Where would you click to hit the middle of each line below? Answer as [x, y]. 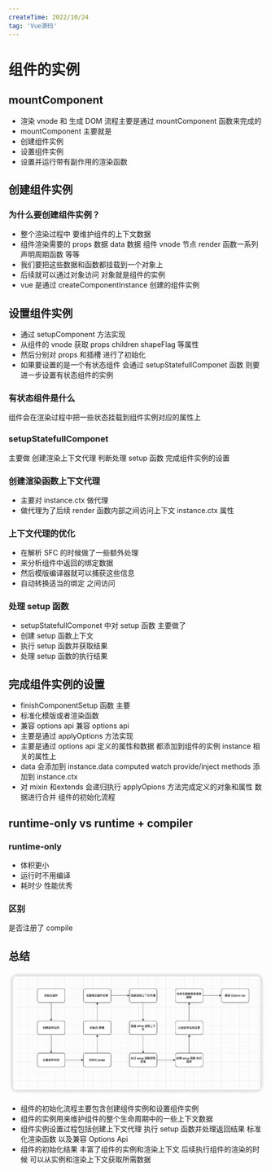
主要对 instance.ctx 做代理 [64, 500]
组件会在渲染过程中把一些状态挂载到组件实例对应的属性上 [105, 417]
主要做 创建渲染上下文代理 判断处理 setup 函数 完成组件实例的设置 [119, 458]
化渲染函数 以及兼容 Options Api [74, 1139]
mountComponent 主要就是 [66, 131]
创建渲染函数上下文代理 [54, 481]
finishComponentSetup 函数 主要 [75, 705]
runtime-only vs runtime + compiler [101, 823]
